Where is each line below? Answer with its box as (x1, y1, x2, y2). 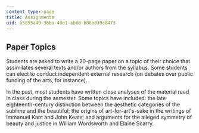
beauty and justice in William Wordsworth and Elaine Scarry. (6, 120, 154, 127)
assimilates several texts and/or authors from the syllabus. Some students (6, 64, 188, 72)
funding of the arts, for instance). (6, 77, 88, 84)
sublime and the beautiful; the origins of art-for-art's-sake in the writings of (6, 107, 191, 115)
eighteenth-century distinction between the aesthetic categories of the (6, 101, 181, 108)
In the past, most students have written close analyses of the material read (6, 88, 189, 95)
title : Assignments (6, 14, 55, 20)
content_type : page (6, 8, 55, 15)
